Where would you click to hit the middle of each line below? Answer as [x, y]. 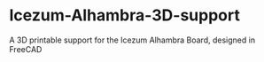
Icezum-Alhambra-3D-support [125, 15]
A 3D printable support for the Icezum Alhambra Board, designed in [132, 40]
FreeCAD [26, 49]
